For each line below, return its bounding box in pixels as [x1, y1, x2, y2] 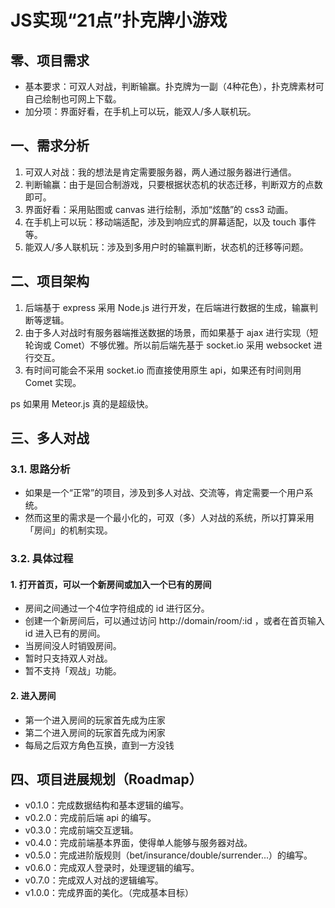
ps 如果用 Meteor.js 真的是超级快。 [10, 397, 154, 410]
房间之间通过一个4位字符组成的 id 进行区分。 [24, 602, 210, 615]
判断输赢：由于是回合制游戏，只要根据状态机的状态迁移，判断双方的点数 [24, 178, 323, 190]
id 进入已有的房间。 [24, 627, 106, 640]
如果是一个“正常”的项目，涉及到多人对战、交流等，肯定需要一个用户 [24, 487, 305, 499]
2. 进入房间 [10, 690, 57, 702]
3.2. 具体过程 [10, 552, 74, 566]
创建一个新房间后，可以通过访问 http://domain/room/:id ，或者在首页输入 [24, 615, 325, 627]
